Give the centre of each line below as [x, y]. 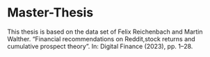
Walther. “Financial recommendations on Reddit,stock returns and [102, 38]
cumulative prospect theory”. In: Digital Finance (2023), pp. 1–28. [100, 46]
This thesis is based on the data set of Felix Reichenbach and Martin [105, 32]
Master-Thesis [50, 13]
